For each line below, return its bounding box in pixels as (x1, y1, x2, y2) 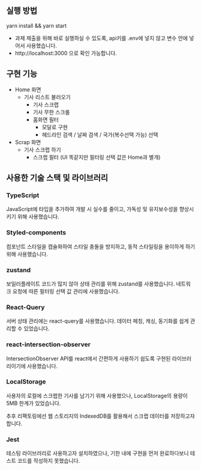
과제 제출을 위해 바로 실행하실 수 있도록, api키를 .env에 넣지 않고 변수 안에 (14, 34, 188, 41)
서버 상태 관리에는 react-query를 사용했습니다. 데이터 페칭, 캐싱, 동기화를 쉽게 (6, 317, 189, 325)
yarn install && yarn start (6, 22, 67, 29)
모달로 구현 (41, 123, 68, 130)
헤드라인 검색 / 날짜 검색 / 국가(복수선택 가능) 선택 (41, 131, 158, 138)
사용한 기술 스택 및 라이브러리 (6, 173, 109, 183)
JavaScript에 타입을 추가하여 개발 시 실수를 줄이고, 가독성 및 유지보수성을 (6, 206, 178, 213)
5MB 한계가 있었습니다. (6, 399, 61, 407)
